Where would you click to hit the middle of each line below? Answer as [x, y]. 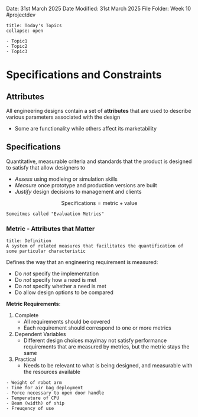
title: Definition [29, 241]
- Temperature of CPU [33, 398]
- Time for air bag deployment [45, 388]
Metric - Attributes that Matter [51, 229]
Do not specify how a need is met [56, 280]
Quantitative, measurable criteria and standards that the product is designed [99, 161]
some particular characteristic [46, 251]
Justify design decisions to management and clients [78, 191]
